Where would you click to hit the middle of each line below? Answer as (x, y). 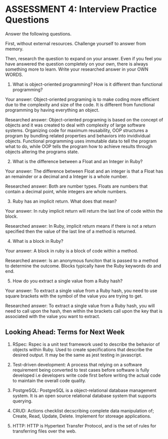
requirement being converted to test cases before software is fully (81, 370)
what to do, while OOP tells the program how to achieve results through (79, 146)
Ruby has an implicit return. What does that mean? (64, 201)
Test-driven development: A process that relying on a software (77, 364)
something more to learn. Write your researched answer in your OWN (77, 69)
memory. (14, 49)
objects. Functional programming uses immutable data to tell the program (81, 141)
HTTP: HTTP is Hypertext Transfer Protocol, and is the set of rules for (84, 425)
